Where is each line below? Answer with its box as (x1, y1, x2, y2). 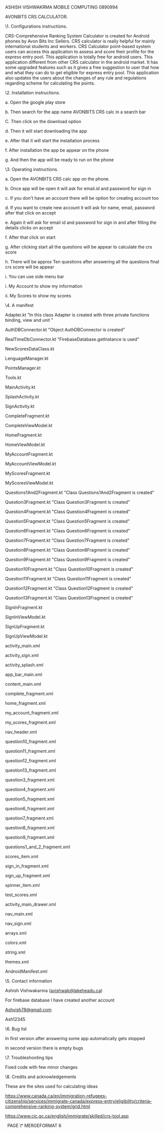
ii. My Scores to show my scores (5, 293, 72, 299)
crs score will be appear (5, 264, 54, 270)
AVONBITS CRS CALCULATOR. (5, 14, 68, 19)
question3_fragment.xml (5, 777, 55, 783)
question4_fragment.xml (5, 786, 55, 792)
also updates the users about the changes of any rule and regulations (5, 75, 147, 81)
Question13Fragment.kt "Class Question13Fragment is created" (5, 595, 133, 601)
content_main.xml (5, 681, 41, 687)
